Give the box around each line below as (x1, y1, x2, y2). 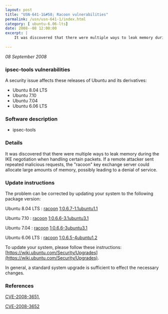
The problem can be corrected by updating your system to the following (5, 190, 153, 196)
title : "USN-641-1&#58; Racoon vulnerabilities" (5, 12, 108, 17)
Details (5, 139, 23, 146)
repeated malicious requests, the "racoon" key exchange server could (5, 161, 149, 167)
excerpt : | (5, 30, 28, 35)
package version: (5, 195, 41, 201)
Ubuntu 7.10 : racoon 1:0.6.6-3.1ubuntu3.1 (5, 215, 89, 221)
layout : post (5, 7, 32, 12)
